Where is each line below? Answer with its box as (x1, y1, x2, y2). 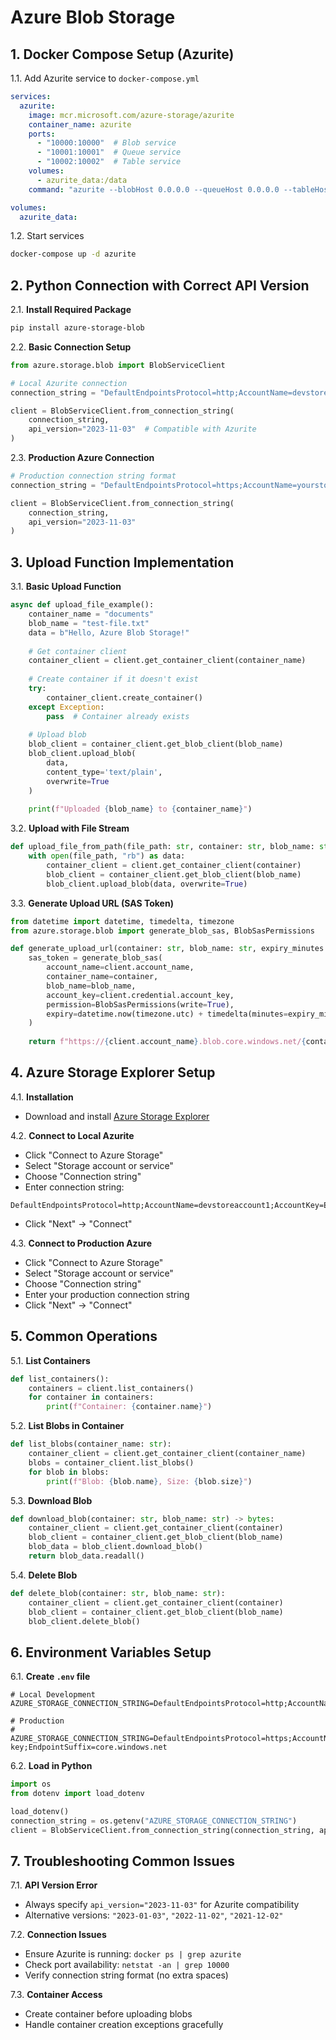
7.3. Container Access (10, 1989, 103, 2001)
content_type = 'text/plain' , (46, 767, 163, 777)
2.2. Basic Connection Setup (10, 341, 132, 353)
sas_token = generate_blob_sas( (28, 953, 163, 963)
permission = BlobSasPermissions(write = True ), (46, 999, 235, 1010)
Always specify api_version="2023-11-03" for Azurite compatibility (24, 1899, 300, 1911)
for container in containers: (28, 1392, 155, 1403)
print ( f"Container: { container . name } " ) (46, 1402, 213, 1412)
